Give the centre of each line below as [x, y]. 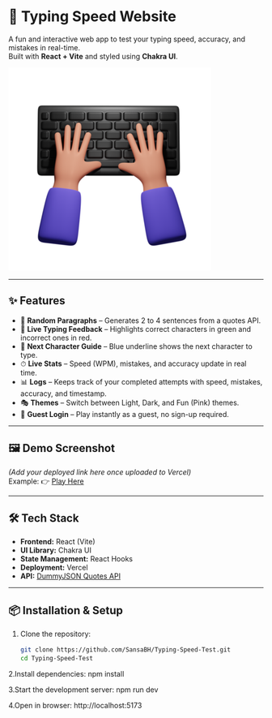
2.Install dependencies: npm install [66, 673]
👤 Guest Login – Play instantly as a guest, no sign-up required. [124, 414]
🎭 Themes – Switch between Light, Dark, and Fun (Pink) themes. [130, 402]
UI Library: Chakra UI [55, 550]
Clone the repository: [55, 634]
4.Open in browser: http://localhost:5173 [75, 705]
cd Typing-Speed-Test [56, 659]
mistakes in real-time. [45, 47]
